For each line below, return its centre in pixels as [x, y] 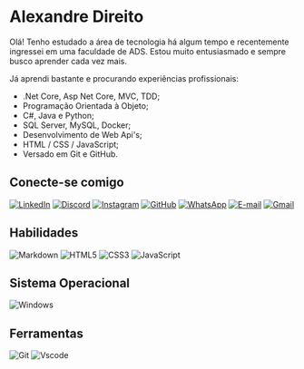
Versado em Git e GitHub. [70, 154]
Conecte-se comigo [67, 183]
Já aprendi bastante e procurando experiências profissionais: [124, 78]
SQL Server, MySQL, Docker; [77, 125]
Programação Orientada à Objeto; [85, 105]
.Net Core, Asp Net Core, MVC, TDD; [91, 96]
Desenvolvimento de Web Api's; [82, 134]
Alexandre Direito [77, 17]
